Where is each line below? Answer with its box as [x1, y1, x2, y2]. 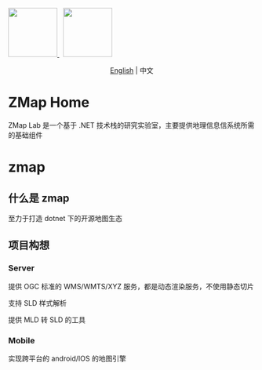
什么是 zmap [8, 191, 70, 205]
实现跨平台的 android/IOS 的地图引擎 [8, 354, 127, 363]
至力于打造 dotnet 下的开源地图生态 [8, 213, 123, 223]
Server [8, 263, 35, 274]
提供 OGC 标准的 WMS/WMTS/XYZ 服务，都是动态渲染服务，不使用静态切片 [8, 281, 254, 291]
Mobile [8, 335, 35, 346]
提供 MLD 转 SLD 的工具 [8, 314, 86, 325]
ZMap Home [8, 94, 90, 111]
